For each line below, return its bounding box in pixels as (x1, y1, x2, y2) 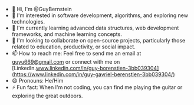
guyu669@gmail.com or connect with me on (11, 58, 120, 65)
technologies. (11, 18, 45, 25)
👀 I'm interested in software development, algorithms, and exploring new (11, 12, 189, 19)
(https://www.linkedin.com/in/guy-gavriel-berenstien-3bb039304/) (11, 71, 175, 78)
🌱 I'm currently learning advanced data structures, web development (11, 24, 179, 31)
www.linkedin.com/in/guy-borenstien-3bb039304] (35, 65, 159, 71)
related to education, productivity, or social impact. (11, 43, 136, 50)
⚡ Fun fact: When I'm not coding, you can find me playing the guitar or (11, 84, 183, 91)
